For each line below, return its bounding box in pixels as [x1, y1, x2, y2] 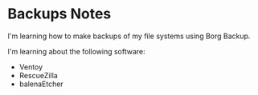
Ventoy [18, 61, 43, 72]
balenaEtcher [18, 79, 63, 89]
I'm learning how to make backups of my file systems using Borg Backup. [7, 31, 251, 41]
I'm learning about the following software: [7, 46, 145, 56]
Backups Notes [7, 5, 112, 23]
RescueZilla [18, 70, 58, 80]
